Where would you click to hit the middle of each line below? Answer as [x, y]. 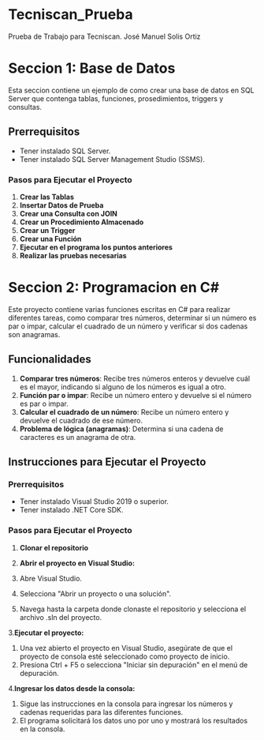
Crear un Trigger [47, 230]
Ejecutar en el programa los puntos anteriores [96, 247]
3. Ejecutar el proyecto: [46, 633]
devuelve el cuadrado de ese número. [81, 420]
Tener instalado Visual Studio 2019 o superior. [94, 501]
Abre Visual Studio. [51, 578]
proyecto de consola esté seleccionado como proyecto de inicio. [125, 656]
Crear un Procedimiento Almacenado [82, 222]
